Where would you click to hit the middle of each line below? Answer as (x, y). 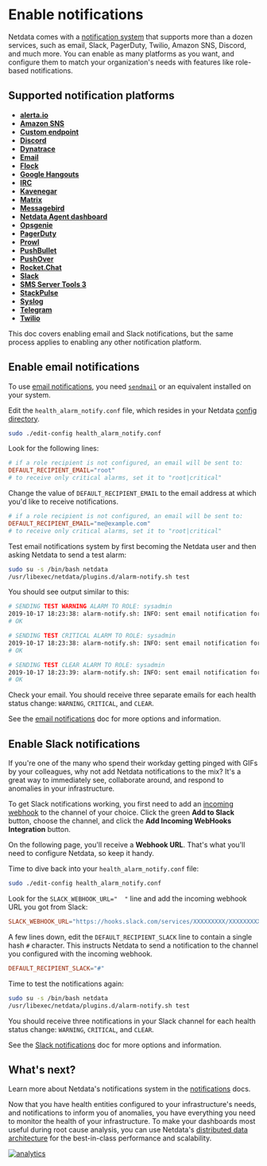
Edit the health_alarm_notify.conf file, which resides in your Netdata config (133, 410)
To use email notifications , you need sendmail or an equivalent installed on (130, 386)
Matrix (31, 199)
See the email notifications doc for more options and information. (115, 719)
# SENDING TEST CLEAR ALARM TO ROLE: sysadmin (87, 665)
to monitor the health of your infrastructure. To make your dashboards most (132, 1121)
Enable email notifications (74, 367)
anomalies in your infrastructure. (62, 789)
